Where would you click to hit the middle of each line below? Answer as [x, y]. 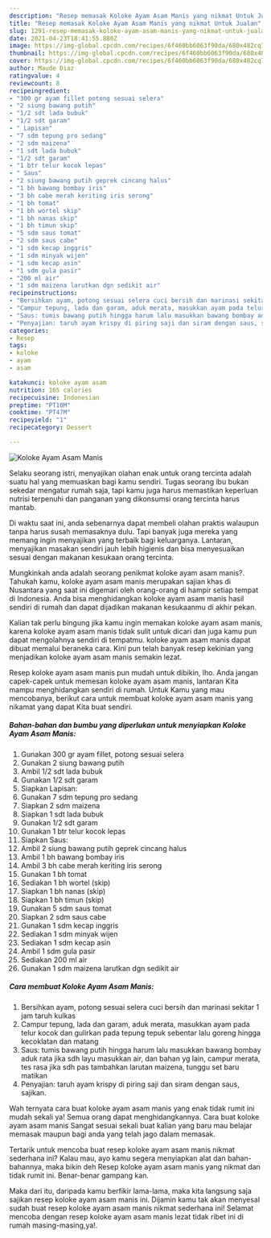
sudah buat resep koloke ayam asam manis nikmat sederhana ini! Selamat [131, 1208]
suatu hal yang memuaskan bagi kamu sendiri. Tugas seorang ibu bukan [129, 481]
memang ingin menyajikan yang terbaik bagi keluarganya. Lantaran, [121, 540]
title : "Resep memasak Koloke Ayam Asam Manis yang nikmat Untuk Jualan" [135, 23]
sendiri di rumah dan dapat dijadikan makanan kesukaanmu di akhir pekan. [133, 607]
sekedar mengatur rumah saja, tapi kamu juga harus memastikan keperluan [134, 490]
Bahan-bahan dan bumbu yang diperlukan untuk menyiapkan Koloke [128, 725]
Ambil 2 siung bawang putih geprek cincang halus [104, 848]
